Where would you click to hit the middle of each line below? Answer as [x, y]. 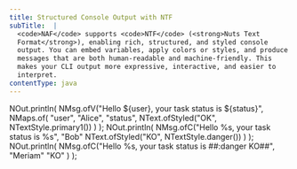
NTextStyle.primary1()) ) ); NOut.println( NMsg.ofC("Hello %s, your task [140, 127]
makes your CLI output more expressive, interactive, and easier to [147, 67]
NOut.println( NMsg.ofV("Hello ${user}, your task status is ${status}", [136, 108]
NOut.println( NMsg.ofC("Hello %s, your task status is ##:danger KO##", [142, 146]
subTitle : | [33, 26]
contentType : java [43, 83]
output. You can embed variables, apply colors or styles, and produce [153, 50]
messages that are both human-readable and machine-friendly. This [145, 58]
